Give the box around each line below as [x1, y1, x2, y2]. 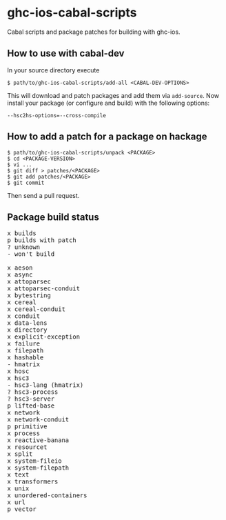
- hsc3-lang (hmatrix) [7, 381, 84, 389]
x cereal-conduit [7, 306, 65, 313]
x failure [7, 340, 40, 348]
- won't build [7, 250, 55, 258]
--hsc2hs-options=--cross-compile [7, 112, 107, 119]
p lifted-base [7, 402, 55, 410]
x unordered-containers [7, 492, 88, 499]
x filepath [7, 347, 44, 354]
